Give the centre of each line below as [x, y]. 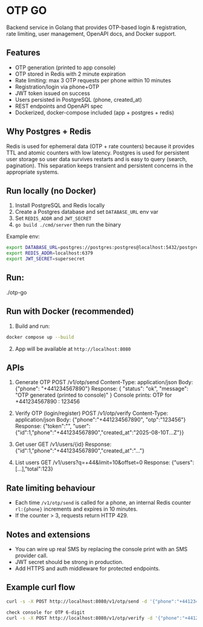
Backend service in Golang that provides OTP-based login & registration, [97, 27]
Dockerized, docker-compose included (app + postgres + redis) [95, 112]
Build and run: [32, 326]
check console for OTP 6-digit [46, 612]
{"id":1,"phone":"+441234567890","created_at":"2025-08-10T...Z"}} [99, 433]
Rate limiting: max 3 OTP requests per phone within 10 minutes [93, 80]
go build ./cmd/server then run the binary [68, 225]
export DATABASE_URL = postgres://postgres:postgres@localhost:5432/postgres [104, 248]
